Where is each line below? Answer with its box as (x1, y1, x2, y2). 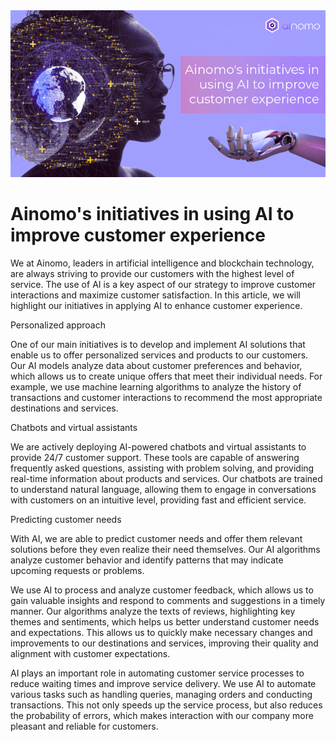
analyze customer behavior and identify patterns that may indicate (10, 554, 284, 566)
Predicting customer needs (10, 514, 122, 526)
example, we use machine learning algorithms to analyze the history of (10, 381, 302, 393)
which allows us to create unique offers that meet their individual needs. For (10, 370, 323, 383)
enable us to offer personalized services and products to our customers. (10, 349, 309, 361)
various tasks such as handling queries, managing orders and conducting (10, 689, 313, 701)
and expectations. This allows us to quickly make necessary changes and (10, 627, 313, 639)
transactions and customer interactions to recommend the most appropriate (10, 392, 323, 404)
